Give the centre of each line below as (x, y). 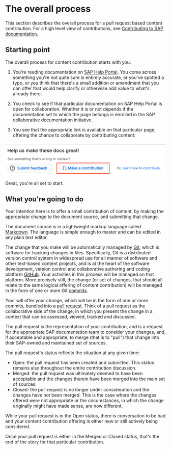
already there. (27, 94)
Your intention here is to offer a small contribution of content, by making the (84, 211)
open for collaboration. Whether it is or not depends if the (73, 109)
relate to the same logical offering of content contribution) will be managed (84, 285)
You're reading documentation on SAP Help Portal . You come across (84, 72)
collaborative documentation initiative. (53, 120)
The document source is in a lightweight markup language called (73, 227)
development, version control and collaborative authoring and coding (78, 269)
